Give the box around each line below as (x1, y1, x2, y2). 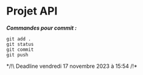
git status (6, 41, 34, 47)
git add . (6, 36, 32, 42)
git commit (6, 47, 34, 53)
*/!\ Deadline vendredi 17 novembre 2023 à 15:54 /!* (6, 62, 138, 70)
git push (6, 51, 29, 58)
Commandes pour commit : (6, 24, 77, 31)
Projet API (6, 4, 58, 18)
